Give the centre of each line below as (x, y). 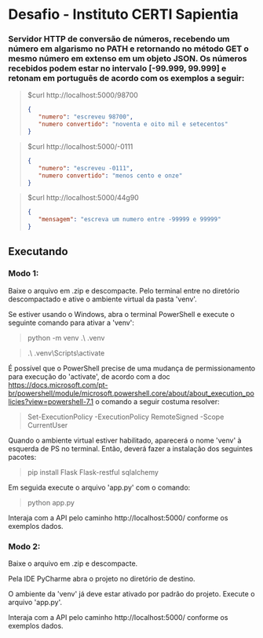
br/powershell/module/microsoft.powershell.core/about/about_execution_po (131, 393)
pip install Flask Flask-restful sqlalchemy (93, 472)
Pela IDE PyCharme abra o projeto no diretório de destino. (102, 579)
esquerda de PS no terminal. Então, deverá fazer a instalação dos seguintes (131, 448)
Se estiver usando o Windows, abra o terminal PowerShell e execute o (122, 314)
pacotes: (22, 457)
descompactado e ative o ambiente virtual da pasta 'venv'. (103, 299)
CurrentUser (47, 425)
